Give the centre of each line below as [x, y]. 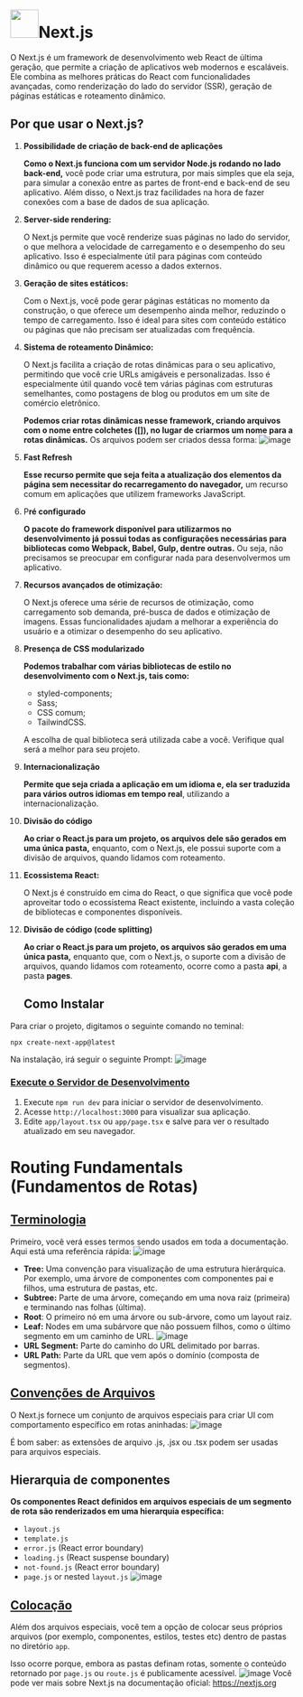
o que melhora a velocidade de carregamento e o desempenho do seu [154, 246]
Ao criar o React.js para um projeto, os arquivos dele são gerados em [155, 838]
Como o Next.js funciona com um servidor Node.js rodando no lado [152, 164]
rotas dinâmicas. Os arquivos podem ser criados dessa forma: [140, 439]
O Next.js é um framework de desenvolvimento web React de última [137, 57]
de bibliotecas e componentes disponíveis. [103, 912]
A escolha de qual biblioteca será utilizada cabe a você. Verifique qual [154, 739]
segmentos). [46, 1364]
